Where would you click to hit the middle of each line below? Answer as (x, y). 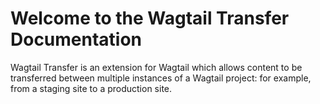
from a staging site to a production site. (91, 88)
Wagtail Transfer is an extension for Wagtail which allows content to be (156, 67)
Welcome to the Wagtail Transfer (150, 18)
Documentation (76, 39)
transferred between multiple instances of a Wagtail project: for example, (161, 78)
